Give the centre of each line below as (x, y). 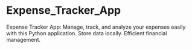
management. (24, 39)
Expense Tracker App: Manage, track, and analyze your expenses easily (96, 27)
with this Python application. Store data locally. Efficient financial (87, 33)
